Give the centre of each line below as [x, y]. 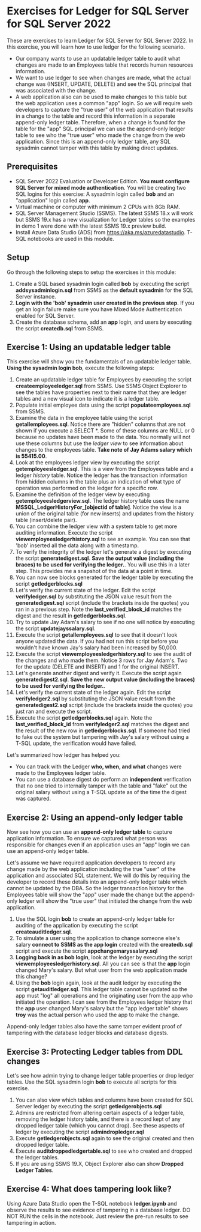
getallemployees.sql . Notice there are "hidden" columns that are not [100, 424]
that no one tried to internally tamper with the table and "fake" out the [101, 786]
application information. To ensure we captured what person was [87, 839]
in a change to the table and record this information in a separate [95, 116]
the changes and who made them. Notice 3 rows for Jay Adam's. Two [101, 660]
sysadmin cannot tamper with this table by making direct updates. [97, 148]
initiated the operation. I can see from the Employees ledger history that [104, 1002]
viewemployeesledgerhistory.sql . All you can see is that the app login [103, 964]
